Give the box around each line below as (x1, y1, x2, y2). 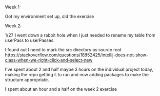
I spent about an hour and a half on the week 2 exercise (5, 86, 117, 92)
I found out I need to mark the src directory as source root (5, 47, 122, 52)
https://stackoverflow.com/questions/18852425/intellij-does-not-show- (5, 52, 149, 58)
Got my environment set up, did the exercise (5, 14, 94, 19)
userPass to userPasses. (5, 37, 55, 43)
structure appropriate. (5, 77, 49, 82)
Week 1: (5, 4, 21, 10)
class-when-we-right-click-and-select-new (5, 57, 93, 63)
